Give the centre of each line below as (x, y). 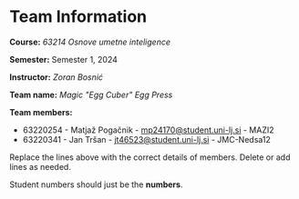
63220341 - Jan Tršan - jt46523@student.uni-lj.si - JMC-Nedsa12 (147, 139)
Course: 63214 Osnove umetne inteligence (90, 42)
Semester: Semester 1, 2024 (64, 59)
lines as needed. (40, 166)
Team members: (41, 112)
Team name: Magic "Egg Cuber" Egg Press (91, 95)
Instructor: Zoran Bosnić (56, 77)
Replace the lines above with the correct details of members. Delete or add (150, 157)
